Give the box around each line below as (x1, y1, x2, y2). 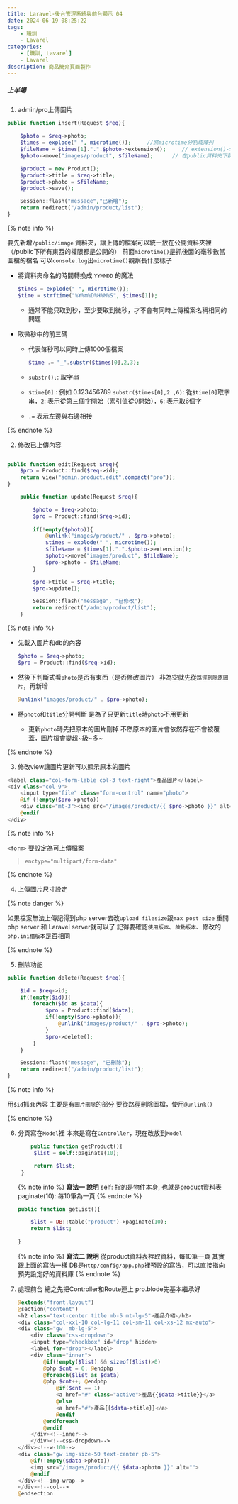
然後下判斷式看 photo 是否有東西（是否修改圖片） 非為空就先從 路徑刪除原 (17, 673, 223, 681)
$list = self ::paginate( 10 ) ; (33, 1149, 120, 1156)
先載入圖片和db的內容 (17, 638, 81, 647)
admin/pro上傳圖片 (17, 105, 73, 114)
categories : (7, 43, 42, 50)
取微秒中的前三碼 (17, 329, 68, 338)
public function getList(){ (17, 1205, 101, 1213)
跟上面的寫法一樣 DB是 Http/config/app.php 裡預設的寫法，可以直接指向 (17, 1261, 225, 1269)
